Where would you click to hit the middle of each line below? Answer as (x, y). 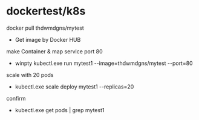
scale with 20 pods (30, 75)
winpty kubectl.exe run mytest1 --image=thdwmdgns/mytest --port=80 (104, 63)
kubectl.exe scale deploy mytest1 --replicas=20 (74, 87)
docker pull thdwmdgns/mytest (45, 28)
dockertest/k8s (46, 11)
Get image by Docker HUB (48, 39)
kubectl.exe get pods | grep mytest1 (60, 110)
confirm (16, 98)
